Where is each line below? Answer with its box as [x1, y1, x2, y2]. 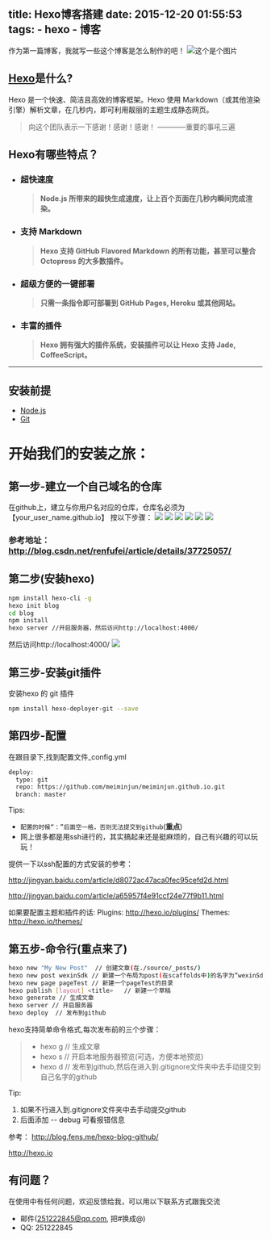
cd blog [8, 609, 35, 617]
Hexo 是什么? [8, 72, 73, 86]
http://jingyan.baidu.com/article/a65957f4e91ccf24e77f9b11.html [8, 891, 224, 901]
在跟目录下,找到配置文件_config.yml [8, 751, 127, 761]
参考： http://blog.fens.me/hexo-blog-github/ [8, 1132, 159, 1142]
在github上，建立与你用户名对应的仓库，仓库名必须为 [8, 503, 186, 513]
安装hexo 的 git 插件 [8, 689, 75, 698]
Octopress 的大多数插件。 [40, 256, 127, 266]
